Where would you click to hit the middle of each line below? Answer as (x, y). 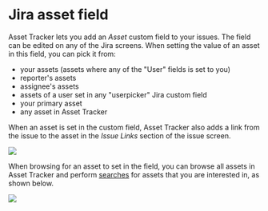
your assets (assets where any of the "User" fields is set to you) (125, 69)
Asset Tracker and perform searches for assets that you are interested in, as (134, 174)
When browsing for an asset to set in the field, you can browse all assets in (132, 166)
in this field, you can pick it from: (62, 54)
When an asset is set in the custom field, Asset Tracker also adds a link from (134, 127)
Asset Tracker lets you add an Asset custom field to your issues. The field (130, 37)
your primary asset (51, 103)
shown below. (31, 183)
